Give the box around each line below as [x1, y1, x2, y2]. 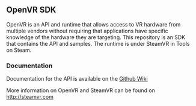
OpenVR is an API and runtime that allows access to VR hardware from [6, 20, 181, 28]
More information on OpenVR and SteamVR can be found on [6, 87, 155, 94]
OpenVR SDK [6, 5, 57, 15]
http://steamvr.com [6, 93, 54, 101]
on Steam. [6, 46, 32, 54]
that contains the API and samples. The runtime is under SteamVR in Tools [6, 40, 190, 47]
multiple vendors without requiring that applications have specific [6, 27, 168, 34]
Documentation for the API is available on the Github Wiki [6, 75, 149, 83]
